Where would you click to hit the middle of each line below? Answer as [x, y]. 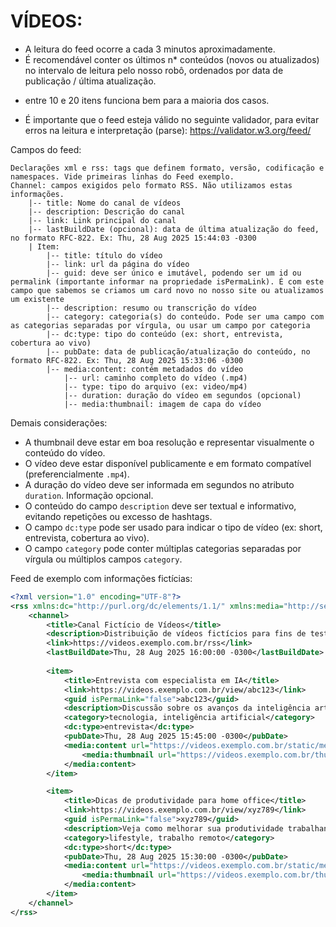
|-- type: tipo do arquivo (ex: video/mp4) [155, 386]
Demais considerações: [59, 422]
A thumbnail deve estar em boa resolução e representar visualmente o [169, 442]
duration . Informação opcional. [89, 495]
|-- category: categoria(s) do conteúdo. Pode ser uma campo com [185, 316]
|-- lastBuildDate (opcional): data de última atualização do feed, [174, 229]
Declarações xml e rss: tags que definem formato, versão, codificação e [167, 168]
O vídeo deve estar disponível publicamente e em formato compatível [168, 463]
